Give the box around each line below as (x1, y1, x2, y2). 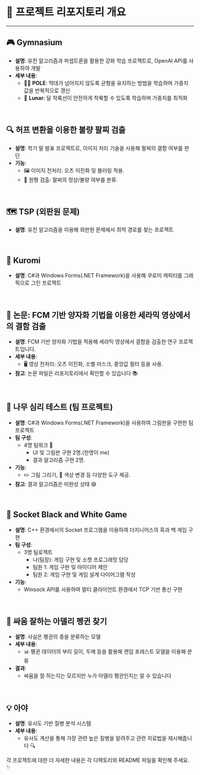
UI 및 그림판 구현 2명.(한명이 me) (32, 449, 110, 456)
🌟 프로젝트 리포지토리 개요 (6, 5, 126, 19)
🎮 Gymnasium (6, 37, 62, 48)
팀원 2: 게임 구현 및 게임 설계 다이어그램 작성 (32, 571, 136, 578)
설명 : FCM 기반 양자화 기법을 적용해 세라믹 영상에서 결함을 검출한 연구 (14, 338, 177, 345)
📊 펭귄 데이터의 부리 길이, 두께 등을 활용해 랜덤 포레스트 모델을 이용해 (23, 648, 186, 655)
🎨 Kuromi (6, 255, 40, 265)
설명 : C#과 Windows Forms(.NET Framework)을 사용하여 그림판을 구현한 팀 (14, 419, 193, 426)
